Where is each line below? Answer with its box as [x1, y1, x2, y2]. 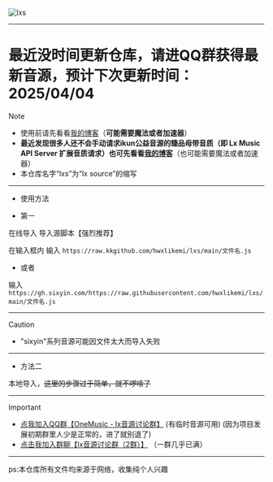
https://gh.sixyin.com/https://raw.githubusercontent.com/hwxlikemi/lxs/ [8, 289, 264, 297]
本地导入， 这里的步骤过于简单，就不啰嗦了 [8, 378, 151, 388]
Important [8, 402, 41, 412]
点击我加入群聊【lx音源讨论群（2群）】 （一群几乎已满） [19, 439, 207, 449]
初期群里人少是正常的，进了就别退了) [27, 429, 152, 439]
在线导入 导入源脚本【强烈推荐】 [8, 228, 118, 237]
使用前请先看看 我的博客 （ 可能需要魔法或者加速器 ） [19, 128, 192, 137]
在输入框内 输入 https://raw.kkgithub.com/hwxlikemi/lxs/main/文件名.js [8, 245, 252, 255]
